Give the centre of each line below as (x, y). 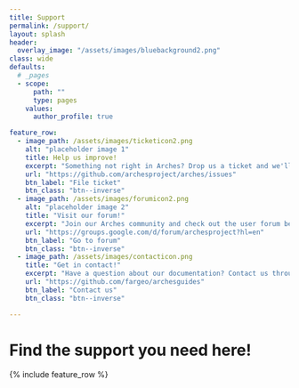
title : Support (37, 17)
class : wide (31, 59)
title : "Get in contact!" (73, 265)
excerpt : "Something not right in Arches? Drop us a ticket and (147, 166)
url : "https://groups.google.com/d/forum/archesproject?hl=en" (145, 232)
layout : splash (37, 34)
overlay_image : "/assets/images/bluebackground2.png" (119, 51)
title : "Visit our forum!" (75, 215)
